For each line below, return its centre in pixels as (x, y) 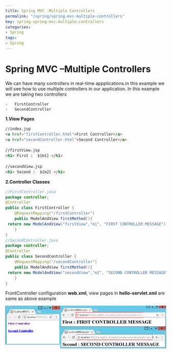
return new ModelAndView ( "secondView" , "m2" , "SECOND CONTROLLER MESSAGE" (88, 273)
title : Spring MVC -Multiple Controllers (50, 11)
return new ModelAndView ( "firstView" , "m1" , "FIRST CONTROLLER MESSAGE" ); (88, 224)
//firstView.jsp (23, 150)
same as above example (31, 299)
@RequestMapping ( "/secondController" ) (56, 262)
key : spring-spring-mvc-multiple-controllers (55, 21)
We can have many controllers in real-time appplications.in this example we (85, 83)
